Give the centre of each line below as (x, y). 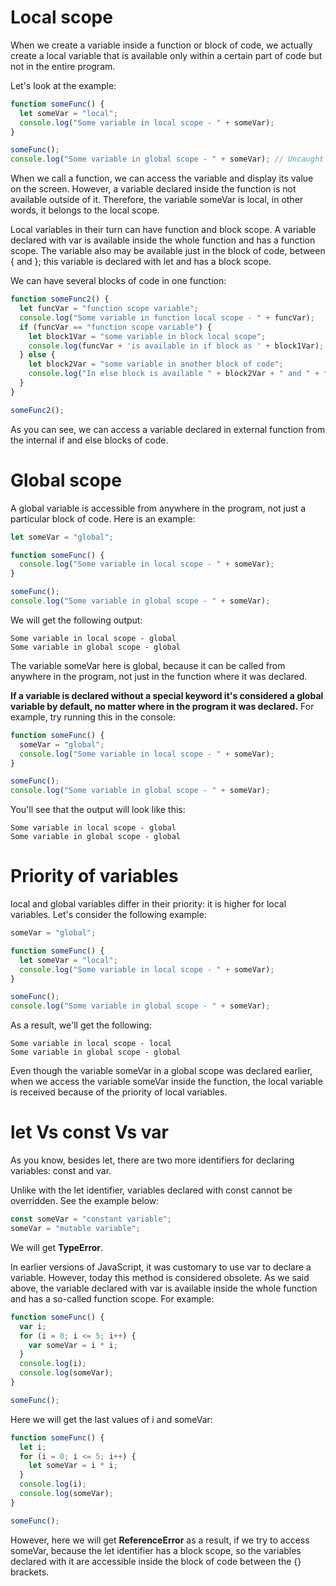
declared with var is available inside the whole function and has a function (163, 240)
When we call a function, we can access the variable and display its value (162, 178)
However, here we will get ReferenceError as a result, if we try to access (160, 1540)
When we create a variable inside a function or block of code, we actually (161, 45)
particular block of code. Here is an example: (103, 518)
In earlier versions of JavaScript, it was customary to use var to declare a (161, 1267)
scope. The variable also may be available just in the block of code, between (168, 251)
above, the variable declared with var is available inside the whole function (164, 1288)
